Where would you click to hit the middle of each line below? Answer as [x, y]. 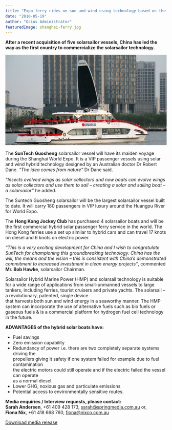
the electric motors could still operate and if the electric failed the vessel [89, 370]
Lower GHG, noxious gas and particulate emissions [67, 386]
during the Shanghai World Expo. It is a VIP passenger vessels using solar [83, 159]
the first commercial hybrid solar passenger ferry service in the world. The [84, 227]
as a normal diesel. [33, 381]
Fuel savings [26, 337]
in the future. [19, 317]
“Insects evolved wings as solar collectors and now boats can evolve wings [85, 180]
